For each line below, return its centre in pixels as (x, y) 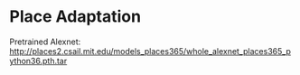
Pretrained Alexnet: (45, 42)
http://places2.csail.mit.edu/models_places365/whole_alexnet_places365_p (150, 51)
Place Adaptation (75, 17)
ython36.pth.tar (38, 61)
